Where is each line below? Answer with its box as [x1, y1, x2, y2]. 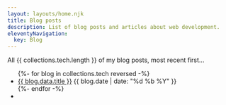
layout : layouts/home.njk [7, 10, 84, 18]
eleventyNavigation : [7, 30, 69, 37]
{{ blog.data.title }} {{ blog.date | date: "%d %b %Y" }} [17, 77, 177, 85]
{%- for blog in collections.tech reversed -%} [17, 70, 150, 78]
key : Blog [13, 37, 43, 44]
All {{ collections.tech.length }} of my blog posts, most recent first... [7, 56, 205, 64]
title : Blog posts [7, 17, 62, 24]
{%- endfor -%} [17, 85, 64, 93]
